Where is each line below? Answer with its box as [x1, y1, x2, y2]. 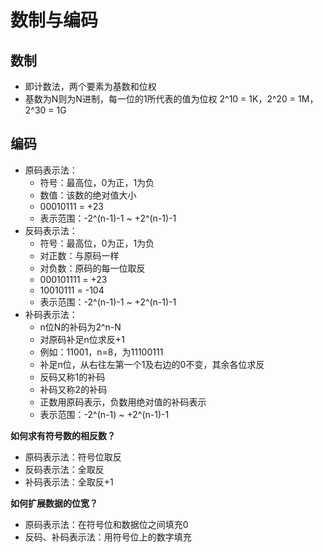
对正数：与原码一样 [39, 249, 120, 261]
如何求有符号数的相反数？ [10, 429, 116, 441]
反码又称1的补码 [39, 371, 106, 383]
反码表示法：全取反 [24, 463, 105, 475]
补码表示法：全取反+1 [24, 476, 114, 488]
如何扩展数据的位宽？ [10, 497, 98, 509]
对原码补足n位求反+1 [39, 333, 125, 345]
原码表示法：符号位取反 [24, 451, 122, 463]
